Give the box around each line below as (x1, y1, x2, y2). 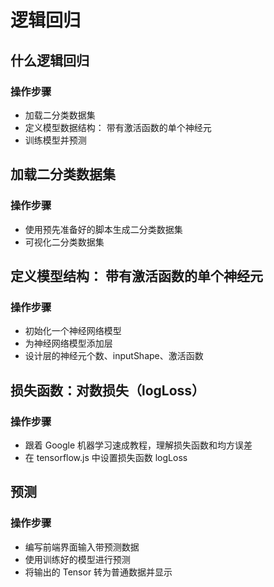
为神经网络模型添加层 (24, 337, 113, 350)
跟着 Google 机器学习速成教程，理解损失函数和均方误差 (24, 439, 253, 451)
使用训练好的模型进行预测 (24, 553, 131, 565)
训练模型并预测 (24, 134, 87, 146)
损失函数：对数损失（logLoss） (10, 382, 206, 399)
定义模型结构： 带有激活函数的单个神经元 (10, 267, 263, 285)
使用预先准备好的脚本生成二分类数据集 (24, 223, 183, 235)
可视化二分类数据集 (24, 236, 105, 248)
